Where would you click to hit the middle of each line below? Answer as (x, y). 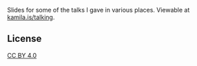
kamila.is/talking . (31, 17)
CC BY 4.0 (22, 55)
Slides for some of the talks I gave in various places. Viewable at (98, 10)
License (24, 39)
